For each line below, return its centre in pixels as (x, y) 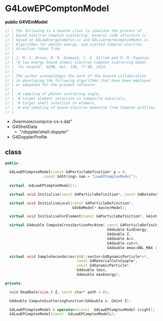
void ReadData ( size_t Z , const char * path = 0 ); (59, 292)
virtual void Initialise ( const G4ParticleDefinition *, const (73, 194)
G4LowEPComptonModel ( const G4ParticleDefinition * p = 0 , (68, 172)
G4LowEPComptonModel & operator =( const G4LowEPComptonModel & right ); (82, 310)
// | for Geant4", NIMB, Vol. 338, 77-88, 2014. (56, 67)
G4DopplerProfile (30, 137)
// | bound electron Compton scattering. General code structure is (76, 35)
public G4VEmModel (26, 22)
